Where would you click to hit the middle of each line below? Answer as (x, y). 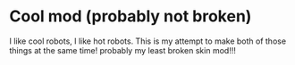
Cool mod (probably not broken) (131, 16)
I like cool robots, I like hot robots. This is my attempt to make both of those (148, 41)
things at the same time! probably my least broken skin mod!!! (123, 50)
